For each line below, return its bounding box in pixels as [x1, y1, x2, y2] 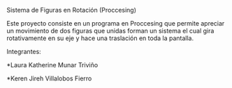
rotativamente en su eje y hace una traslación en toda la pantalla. [6, 34, 194, 42]
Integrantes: [6, 48, 41, 55]
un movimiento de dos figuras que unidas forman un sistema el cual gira [6, 27, 215, 35]
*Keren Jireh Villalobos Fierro [6, 74, 92, 82]
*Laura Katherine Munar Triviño [6, 61, 99, 69]
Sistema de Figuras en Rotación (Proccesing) [6, 6, 137, 14]
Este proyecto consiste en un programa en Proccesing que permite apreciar [6, 19, 225, 27]
